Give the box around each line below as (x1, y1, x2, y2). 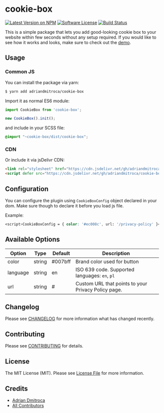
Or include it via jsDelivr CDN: (5, 157, 65, 163)
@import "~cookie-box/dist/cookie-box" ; (5, 135, 89, 139)
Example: (5, 212, 24, 218)
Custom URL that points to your (75, 280, 147, 287)
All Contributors (12, 402, 44, 408)
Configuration (5, 184, 49, 193)
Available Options (5, 235, 60, 244)
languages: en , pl (75, 272, 115, 279)
